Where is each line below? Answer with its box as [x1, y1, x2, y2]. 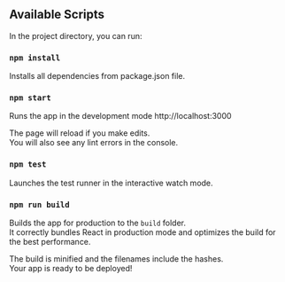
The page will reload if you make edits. [9, 128, 150, 138]
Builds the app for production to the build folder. [9, 217, 187, 228]
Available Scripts [9, 7, 104, 22]
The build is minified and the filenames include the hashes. [9, 254, 224, 264]
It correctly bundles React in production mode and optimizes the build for [9, 227, 276, 238]
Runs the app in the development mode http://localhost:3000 [9, 111, 232, 121]
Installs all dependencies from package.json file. [9, 71, 186, 82]
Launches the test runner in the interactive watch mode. [9, 177, 214, 188]
